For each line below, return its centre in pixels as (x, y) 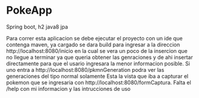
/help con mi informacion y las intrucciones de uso (68, 88)
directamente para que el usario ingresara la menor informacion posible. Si (98, 64)
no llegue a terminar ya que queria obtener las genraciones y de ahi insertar (99, 57)
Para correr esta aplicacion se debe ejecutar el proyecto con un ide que (94, 38)
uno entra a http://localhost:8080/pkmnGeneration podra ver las (85, 69)
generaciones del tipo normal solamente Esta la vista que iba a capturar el (97, 76)
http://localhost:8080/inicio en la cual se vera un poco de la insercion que (97, 50)
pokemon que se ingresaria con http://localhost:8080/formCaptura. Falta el (99, 82)
